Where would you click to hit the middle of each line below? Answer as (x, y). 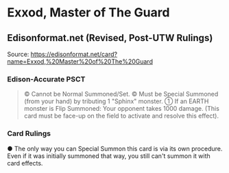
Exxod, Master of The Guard (88, 13)
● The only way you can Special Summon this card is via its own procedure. (115, 148)
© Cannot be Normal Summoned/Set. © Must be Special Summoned (121, 94)
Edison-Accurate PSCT (46, 79)
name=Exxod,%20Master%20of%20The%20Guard (80, 62)
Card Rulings (29, 133)
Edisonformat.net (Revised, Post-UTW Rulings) (110, 38)
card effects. (25, 163)
